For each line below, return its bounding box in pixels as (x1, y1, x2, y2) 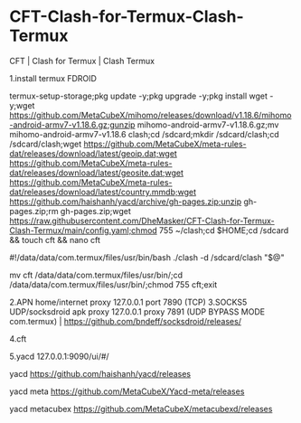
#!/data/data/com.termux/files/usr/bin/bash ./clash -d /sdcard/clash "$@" (9, 251, 285, 263)
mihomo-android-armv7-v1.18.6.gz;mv (136, 119, 279, 130)
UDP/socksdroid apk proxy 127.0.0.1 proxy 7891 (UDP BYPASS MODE (9, 305, 265, 317)
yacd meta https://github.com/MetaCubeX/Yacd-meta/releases (9, 386, 245, 397)
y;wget (9, 99, 35, 110)
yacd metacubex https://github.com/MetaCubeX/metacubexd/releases (9, 403, 273, 414)
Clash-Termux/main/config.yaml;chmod (9, 224, 158, 236)
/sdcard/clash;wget (9, 138, 82, 149)
